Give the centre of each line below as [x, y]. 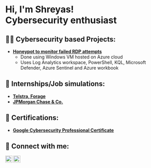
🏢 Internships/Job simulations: [55, 84]
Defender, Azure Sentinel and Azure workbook [69, 68]
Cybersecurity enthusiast [61, 20]
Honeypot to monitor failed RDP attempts [57, 51]
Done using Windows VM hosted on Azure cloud [71, 57]
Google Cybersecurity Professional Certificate [63, 130]
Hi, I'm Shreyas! [40, 9]
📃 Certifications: [32, 118]
